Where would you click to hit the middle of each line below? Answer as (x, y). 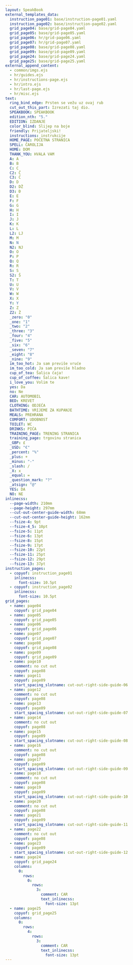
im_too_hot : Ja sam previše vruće (45, 364)
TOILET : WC (21, 424)
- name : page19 (25, 787)
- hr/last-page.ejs (30, 89)
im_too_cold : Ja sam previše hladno (48, 369)
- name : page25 (25, 908)
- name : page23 (25, 843)
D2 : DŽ (16, 187)
